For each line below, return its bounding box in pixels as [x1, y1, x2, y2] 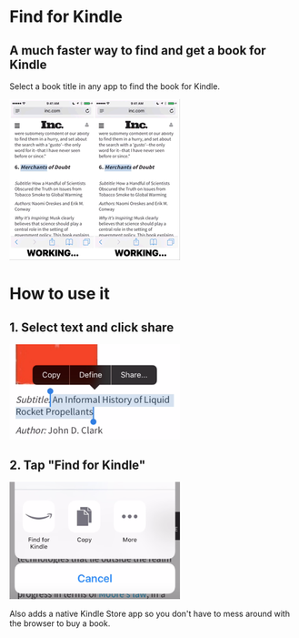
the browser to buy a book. [9, 618, 111, 629]
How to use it [9, 284, 111, 304]
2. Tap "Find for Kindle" [9, 457, 146, 472]
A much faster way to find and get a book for [9, 43, 266, 58]
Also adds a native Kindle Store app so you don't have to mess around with [9, 608, 291, 620]
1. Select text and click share [9, 319, 174, 335]
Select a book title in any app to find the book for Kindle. [9, 81, 221, 92]
